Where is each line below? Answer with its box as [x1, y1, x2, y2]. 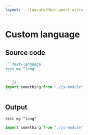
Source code [5, 48, 46, 57]
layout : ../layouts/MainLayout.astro [5, 7, 84, 12]
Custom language [5, 28, 81, 40]
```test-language [5, 62, 41, 67]
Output [5, 103, 27, 112]
